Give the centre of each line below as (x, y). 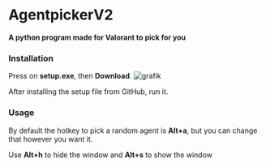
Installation (31, 58)
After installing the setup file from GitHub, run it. (88, 92)
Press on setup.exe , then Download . (70, 76)
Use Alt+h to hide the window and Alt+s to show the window (111, 155)
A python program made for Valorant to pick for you (97, 37)
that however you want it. (51, 138)
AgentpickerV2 (61, 15)
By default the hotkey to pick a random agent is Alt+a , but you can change (133, 130)
